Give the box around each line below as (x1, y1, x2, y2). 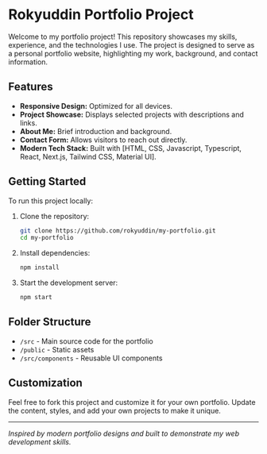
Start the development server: (19, 278, 118, 287)
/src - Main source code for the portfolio (19, 336, 153, 346)
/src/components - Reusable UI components (19, 353, 163, 363)
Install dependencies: (19, 248, 91, 258)
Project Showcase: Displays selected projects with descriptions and (19, 110, 244, 119)
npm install (19, 264, 60, 271)
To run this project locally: (8, 196, 94, 206)
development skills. (8, 437, 72, 446)
